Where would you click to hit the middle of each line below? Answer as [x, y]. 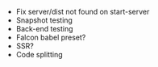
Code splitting [39, 54]
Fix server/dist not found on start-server [83, 12]
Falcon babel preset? [51, 37]
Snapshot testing [44, 20]
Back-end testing [45, 29]
